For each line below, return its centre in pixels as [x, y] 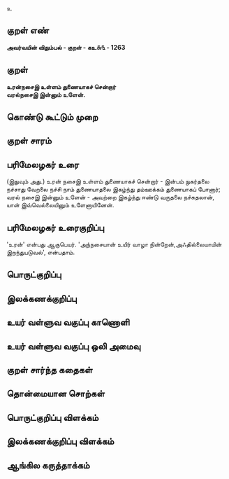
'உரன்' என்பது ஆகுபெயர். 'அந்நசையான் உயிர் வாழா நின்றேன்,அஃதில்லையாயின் [114, 244]
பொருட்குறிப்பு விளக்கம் [53, 417]
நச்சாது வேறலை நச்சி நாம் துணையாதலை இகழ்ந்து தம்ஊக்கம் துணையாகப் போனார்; [113, 189]
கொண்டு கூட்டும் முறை [52, 117]
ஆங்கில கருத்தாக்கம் [48, 465]
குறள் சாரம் [29, 141]
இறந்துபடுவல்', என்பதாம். [41, 252]
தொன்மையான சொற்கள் [56, 394]
